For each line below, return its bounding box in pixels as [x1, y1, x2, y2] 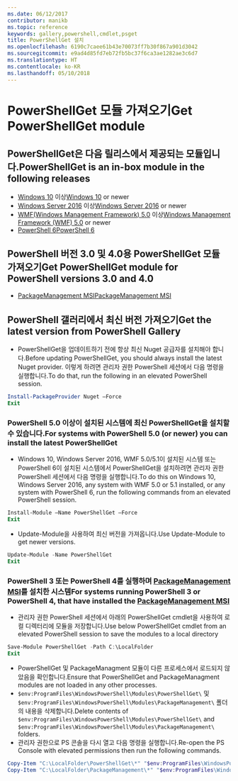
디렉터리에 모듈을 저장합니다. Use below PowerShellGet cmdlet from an [25, 622, 227, 630]
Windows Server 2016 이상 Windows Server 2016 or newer [17, 201, 187, 210]
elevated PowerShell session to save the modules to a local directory [17, 629, 219, 638]
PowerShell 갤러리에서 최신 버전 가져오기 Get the [7, 313, 212, 326]
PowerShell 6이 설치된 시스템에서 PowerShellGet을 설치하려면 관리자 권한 [17, 463, 225, 472]
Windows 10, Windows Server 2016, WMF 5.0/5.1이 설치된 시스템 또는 [17, 455, 216, 463]
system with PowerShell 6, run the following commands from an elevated [17, 488, 231, 497]
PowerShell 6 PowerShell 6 [17, 225, 95, 234]
